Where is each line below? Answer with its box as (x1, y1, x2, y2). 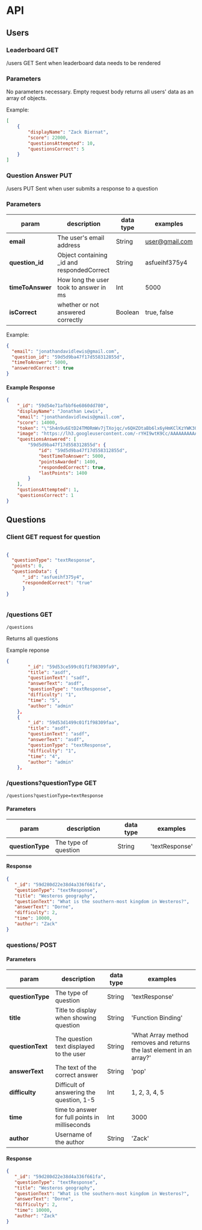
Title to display (55, 1006, 97, 1014)
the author (55, 1138, 85, 1146)
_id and (57, 258, 78, 266)
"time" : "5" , (28, 697, 61, 703)
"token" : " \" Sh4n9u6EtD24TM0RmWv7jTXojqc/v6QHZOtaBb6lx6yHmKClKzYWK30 (17, 425, 198, 431)
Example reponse (6, 646, 50, 654)
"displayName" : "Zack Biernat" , (28, 129, 109, 135)
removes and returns (131, 1038, 191, 1047)
